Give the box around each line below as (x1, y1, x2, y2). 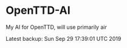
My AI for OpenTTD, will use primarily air (5, 23, 107, 31)
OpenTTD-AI (5, 4, 70, 17)
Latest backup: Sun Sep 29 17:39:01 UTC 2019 (5, 35, 122, 42)
